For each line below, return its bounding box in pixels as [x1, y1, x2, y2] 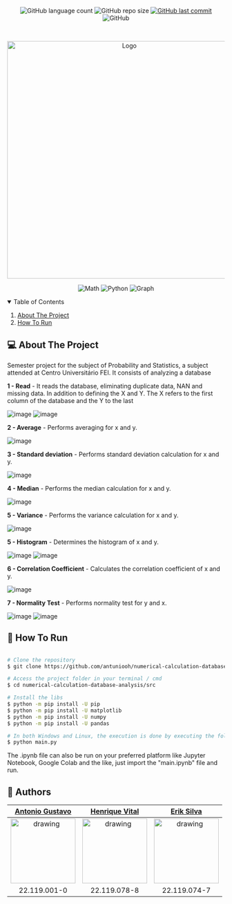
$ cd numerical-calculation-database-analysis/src [7, 681, 156, 689]
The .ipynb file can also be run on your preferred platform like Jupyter [7, 751, 206, 760]
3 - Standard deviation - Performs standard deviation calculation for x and [7, 450, 220, 458]
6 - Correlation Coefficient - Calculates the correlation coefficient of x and [7, 564, 221, 573]
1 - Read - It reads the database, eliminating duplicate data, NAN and [7, 382, 203, 390]
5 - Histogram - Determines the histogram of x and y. [7, 538, 159, 546]
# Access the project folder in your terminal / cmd [7, 675, 162, 682]
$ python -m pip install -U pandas [7, 719, 110, 727]
